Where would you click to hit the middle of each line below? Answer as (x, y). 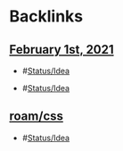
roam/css (37, 117)
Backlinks (46, 17)
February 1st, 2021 (61, 50)
